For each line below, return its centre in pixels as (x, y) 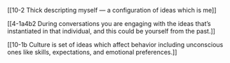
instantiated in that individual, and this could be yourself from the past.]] (111, 31)
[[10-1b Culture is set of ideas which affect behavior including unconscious (115, 44)
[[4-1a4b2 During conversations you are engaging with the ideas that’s (109, 23)
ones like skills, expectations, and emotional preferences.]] (92, 52)
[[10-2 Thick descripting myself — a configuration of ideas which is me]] (112, 10)
